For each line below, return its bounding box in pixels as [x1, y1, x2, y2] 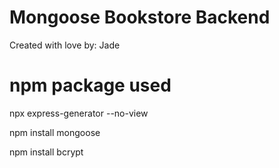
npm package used [9, 74, 172, 97]
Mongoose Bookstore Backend [9, 6, 271, 29]
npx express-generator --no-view [9, 107, 149, 119]
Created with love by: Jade [9, 39, 121, 51]
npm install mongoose [9, 126, 101, 138]
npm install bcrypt [9, 146, 84, 158]
